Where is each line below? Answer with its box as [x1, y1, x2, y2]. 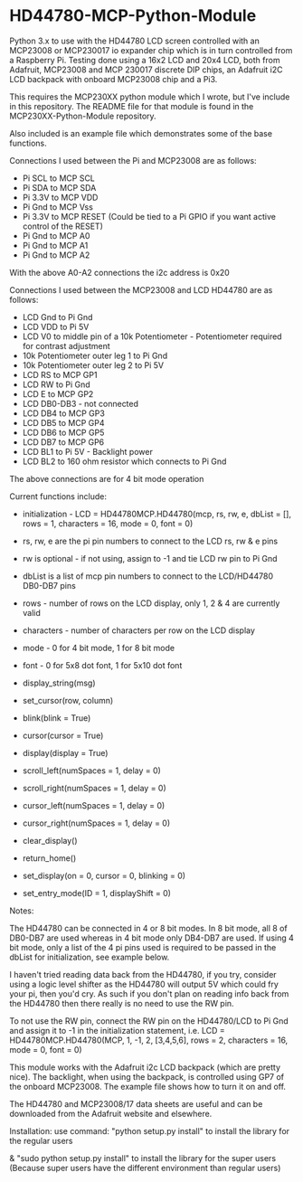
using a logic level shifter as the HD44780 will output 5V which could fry [9, 979, 279, 989]
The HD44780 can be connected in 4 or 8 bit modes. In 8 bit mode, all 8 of [9, 922, 288, 933]
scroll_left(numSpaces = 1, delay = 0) [22, 765, 161, 776]
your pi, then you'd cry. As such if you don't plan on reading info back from [9, 988, 289, 999]
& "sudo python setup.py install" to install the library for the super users [9, 1152, 277, 1163]
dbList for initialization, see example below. [9, 951, 170, 962]
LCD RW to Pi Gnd [22, 379, 90, 390]
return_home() [22, 852, 77, 864]
